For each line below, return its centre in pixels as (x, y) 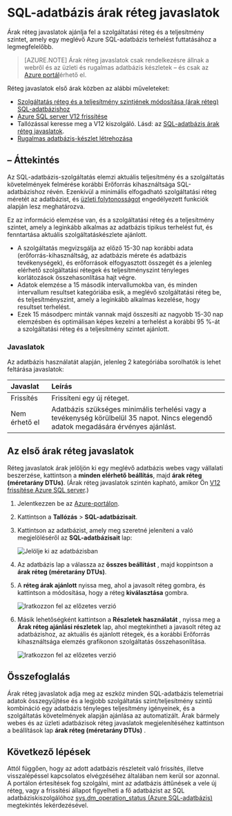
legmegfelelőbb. (30, 46)
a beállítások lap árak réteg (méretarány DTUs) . (77, 730)
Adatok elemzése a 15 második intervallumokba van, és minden (107, 285)
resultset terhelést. (44, 307)
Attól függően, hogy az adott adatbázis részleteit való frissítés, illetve (105, 769)
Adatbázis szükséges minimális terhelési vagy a (129, 409)
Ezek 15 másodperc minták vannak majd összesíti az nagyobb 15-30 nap (120, 314)
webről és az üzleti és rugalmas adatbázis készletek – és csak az (116, 67)
